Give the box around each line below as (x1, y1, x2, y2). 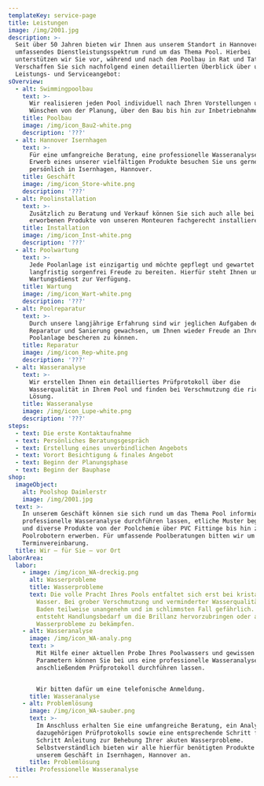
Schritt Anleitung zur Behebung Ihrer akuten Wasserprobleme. (36, 736, 244, 744)
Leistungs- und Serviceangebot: (15, 70, 122, 78)
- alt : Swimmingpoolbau (15, 84, 93, 93)
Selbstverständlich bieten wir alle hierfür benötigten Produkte (36, 743, 255, 751)
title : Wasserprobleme (28, 583, 104, 591)
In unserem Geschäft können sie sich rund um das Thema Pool (22, 510, 226, 518)
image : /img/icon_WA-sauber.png (28, 707, 135, 715)
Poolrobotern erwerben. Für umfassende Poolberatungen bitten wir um (22, 532, 255, 540)
